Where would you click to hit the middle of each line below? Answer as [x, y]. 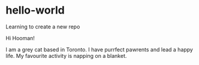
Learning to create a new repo [43, 27]
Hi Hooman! [20, 38]
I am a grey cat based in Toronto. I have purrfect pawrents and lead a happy [99, 49]
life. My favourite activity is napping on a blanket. [66, 56]
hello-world [35, 10]
